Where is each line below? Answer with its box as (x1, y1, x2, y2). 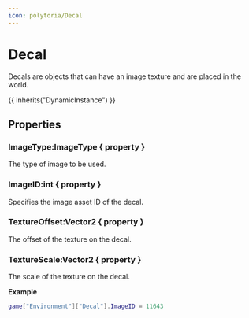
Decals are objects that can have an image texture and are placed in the (8, 72, 242, 81)
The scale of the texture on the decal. (8, 272, 130, 282)
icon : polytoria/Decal (8, 11, 83, 20)
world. (8, 79, 29, 89)
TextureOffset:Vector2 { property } (8, 216, 144, 227)
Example (8, 287, 38, 297)
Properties (8, 117, 61, 131)
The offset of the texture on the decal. (8, 234, 132, 244)
